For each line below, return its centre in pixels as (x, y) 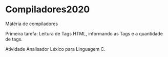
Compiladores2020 (48, 9)
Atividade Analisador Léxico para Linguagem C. (55, 49)
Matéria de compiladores (31, 24)
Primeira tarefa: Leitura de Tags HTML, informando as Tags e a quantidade (84, 33)
